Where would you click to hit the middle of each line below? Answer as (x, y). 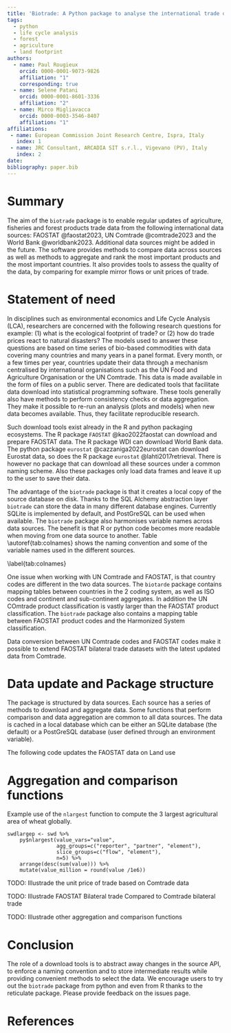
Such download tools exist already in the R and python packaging (100, 427)
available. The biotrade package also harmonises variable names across (110, 521)
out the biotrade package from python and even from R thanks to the (105, 986)
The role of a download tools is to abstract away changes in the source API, (114, 964)
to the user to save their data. (49, 478)
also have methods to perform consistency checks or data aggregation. (108, 399)
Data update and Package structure (111, 684)
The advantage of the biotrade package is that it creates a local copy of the (114, 491)
